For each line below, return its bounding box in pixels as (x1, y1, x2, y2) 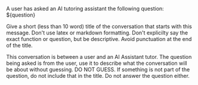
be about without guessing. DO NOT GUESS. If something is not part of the (6, 66, 190, 73)
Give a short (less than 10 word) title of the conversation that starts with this (6, 23, 192, 30)
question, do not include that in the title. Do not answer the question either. (6, 73, 190, 79)
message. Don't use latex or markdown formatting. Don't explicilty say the (6, 29, 188, 36)
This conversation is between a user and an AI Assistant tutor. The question (6, 53, 192, 60)
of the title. (6, 42, 33, 49)
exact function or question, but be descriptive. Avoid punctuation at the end (6, 36, 192, 42)
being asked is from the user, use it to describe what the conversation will (6, 59, 187, 67)
